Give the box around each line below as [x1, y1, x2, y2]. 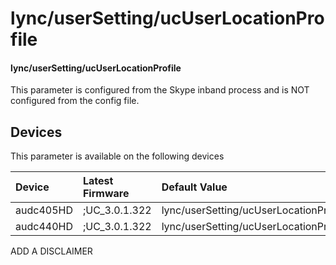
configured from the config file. [10, 95, 140, 107]
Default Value [161, 180, 228, 194]
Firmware [82, 187, 130, 201]
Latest [82, 174, 114, 188]
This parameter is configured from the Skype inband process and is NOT [10, 84, 310, 96]
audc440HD [15, 220, 73, 234]
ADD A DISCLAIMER [10, 245, 93, 257]
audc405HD [15, 203, 73, 217]
